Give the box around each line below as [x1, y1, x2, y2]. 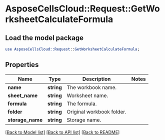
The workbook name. [66, 83, 117, 90]
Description [82, 75, 111, 82]
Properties [5, 60, 39, 69]
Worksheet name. [66, 92, 108, 99]
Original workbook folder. [66, 108, 126, 115]
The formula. [66, 100, 97, 107]
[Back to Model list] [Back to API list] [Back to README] [5, 129, 120, 135]
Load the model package [5, 33, 84, 42]
